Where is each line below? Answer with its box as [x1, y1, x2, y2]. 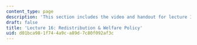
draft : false [6, 19, 38, 25]
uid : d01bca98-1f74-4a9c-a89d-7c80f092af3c [6, 30, 114, 36]
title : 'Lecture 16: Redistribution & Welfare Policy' [6, 25, 143, 31]
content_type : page [6, 8, 54, 15]
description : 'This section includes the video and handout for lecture [6, 14, 188, 20]
